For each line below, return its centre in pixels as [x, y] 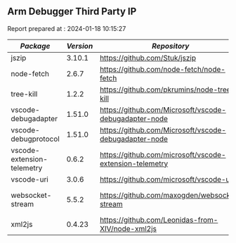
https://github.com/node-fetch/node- [163, 69]
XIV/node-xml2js [128, 228]
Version [80, 46]
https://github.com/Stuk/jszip [148, 58]
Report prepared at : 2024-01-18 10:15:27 [67, 28]
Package [35, 46]
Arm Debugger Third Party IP [72, 12]
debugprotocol [35, 139]
